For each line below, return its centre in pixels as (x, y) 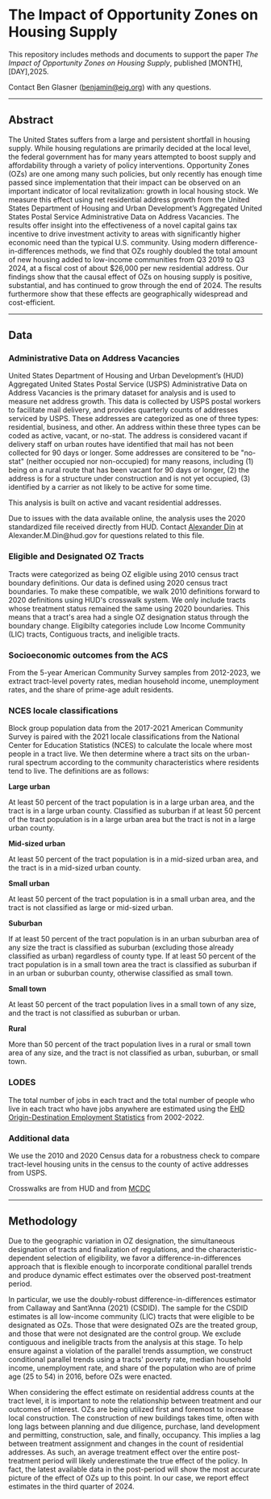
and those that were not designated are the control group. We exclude (125, 1334)
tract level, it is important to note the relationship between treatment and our (135, 1401)
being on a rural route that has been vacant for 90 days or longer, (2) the (129, 470)
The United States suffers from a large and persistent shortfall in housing (129, 140)
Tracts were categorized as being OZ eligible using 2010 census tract (124, 574)
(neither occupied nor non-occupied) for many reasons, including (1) (140, 461)
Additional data (39, 1138)
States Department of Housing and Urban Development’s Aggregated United (135, 208)
